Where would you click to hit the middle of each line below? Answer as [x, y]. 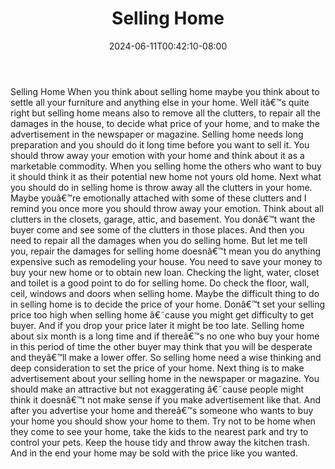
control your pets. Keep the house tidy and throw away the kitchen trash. [160, 442]
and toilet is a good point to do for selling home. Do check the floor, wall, [160, 283]
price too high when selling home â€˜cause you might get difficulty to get [162, 314]
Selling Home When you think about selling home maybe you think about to [165, 91]
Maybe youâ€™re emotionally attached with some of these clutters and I [158, 198]
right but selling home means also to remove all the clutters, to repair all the [165, 113]
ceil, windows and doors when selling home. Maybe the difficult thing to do [165, 293]
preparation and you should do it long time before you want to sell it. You [160, 144]
